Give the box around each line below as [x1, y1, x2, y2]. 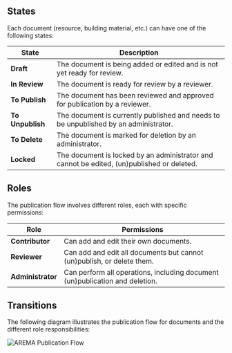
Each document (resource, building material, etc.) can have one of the [7, 24, 206, 32]
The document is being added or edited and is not [56, 59, 219, 69]
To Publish [10, 95, 46, 105]
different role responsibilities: [7, 325, 90, 334]
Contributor [10, 236, 50, 246]
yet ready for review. [56, 68, 124, 78]
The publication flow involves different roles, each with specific [7, 201, 188, 209]
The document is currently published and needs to [56, 110, 220, 120]
